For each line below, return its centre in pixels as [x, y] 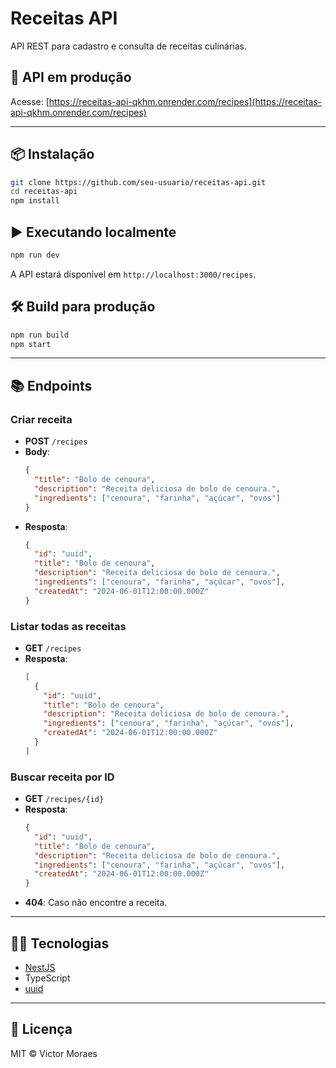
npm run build [40, 335]
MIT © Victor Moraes [54, 1053]
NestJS [40, 968]
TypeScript [47, 978]
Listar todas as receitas [68, 626]
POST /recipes [56, 441]
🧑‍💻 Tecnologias [60, 943]
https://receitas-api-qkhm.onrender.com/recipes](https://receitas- [185, 101]
